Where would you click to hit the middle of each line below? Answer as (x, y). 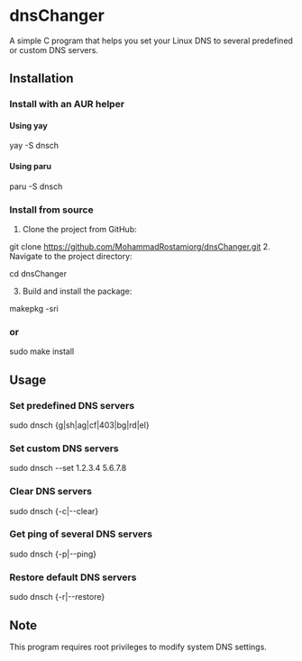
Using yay (28, 125)
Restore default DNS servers (73, 577)
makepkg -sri (34, 308)
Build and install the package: (77, 291)
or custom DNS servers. (54, 50)
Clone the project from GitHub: (79, 229)
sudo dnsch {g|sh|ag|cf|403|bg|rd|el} (80, 425)
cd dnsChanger (38, 273)
